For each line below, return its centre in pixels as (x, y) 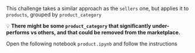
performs (18, 32)
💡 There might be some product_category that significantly (79, 26)
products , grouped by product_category (54, 15)
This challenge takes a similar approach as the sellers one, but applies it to (97, 8)
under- (161, 26)
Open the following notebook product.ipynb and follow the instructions (92, 44)
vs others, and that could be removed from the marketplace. (105, 32)
